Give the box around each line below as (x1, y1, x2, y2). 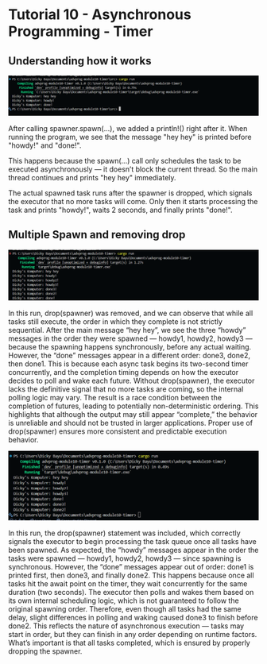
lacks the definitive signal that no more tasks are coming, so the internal (8, 384, 244, 394)
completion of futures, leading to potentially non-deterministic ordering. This (8, 401, 259, 411)
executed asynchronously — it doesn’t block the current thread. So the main (8, 164, 258, 174)
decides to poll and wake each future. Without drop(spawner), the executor (8, 376, 255, 386)
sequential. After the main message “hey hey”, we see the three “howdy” (8, 326, 246, 335)
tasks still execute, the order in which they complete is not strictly (8, 317, 222, 326)
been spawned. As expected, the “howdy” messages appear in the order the (8, 545, 259, 554)
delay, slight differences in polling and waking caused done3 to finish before (8, 612, 258, 622)
